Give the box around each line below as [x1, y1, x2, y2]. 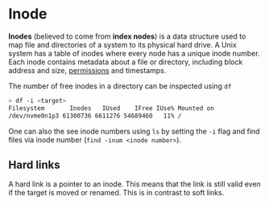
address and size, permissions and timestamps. [8, 65, 167, 75]
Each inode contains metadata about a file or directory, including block [8, 57, 243, 67]
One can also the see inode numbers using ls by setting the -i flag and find [8, 126, 260, 136]
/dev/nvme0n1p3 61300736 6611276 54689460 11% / [8, 112, 182, 120]
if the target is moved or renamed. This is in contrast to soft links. [8, 188, 225, 198]
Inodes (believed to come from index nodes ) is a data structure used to [8, 31, 246, 41]
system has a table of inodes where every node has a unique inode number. [8, 48, 260, 58]
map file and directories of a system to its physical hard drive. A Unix [8, 39, 238, 49]
